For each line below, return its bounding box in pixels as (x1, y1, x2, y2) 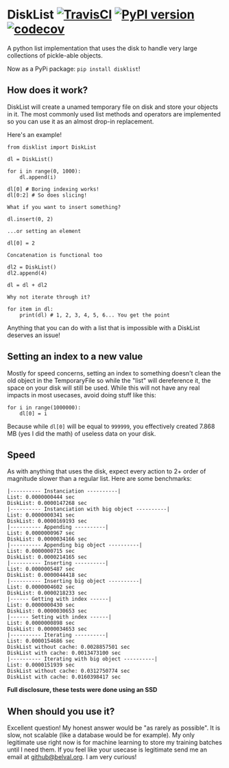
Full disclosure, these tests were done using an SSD (7, 686, 158, 694)
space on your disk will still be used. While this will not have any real (7, 384, 200, 392)
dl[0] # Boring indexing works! (7, 186, 99, 193)
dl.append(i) (19, 173, 57, 181)
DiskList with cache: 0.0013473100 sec (7, 649, 121, 657)
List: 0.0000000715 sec (7, 548, 75, 555)
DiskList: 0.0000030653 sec (7, 608, 88, 615)
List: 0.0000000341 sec (7, 512, 75, 519)
